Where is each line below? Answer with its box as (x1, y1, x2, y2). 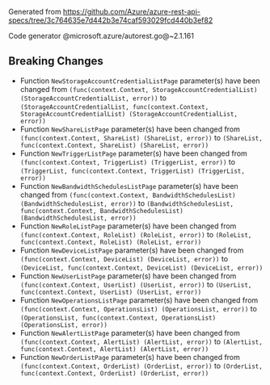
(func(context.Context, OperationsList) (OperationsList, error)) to (19, 303, 257, 313)
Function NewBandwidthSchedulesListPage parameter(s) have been (19, 181, 238, 190)
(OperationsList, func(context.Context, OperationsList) (19, 314, 217, 322)
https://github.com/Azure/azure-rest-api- (63, 7, 200, 16)
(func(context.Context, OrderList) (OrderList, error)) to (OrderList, (19, 361, 263, 370)
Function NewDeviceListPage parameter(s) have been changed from (19, 245, 244, 255)
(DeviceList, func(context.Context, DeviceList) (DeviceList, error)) (19, 264, 264, 272)
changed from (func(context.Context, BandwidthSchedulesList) (19, 190, 236, 199)
